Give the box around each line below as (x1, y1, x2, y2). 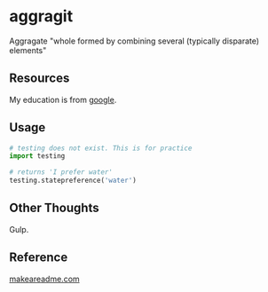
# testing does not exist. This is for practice (9, 144, 193, 153)
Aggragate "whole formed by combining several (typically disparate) (9, 36, 260, 46)
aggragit (9, 6, 74, 27)
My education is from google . (9, 94, 117, 105)
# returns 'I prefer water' (9, 168, 114, 177)
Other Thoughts (9, 201, 99, 216)
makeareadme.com (9, 273, 80, 284)
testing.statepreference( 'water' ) (9, 176, 138, 185)
